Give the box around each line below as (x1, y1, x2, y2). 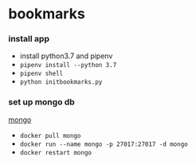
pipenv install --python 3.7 (19, 61, 117, 69)
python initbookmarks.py (19, 78, 103, 86)
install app (8, 33, 50, 45)
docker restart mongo (19, 148, 92, 156)
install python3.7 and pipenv (19, 51, 113, 61)
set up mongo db (8, 96, 76, 108)
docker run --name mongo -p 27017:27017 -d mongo (19, 140, 189, 148)
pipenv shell (19, 69, 64, 78)
